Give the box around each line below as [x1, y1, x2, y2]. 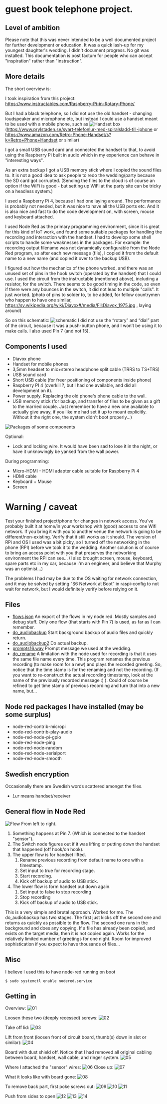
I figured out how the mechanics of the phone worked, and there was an [5, 265, 154, 271]
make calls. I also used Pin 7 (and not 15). [5, 327, 90, 333]
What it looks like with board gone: [5, 1074, 76, 1080]
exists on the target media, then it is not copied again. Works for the [5, 930, 145, 936]
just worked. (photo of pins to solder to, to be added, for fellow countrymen [5, 291, 161, 297]
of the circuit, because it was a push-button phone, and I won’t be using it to [5, 322, 162, 328]
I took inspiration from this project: [5, 95, 76, 101]
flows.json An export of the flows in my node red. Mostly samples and [12, 613, 156, 619]
